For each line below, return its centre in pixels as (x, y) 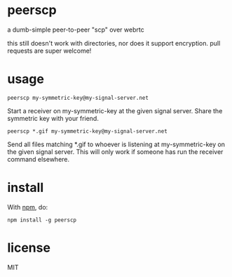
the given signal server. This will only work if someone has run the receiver (115, 152)
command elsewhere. (39, 159)
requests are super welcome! (49, 51)
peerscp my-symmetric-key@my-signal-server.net (78, 98)
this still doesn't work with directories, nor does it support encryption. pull (114, 43)
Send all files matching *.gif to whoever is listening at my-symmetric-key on (116, 144)
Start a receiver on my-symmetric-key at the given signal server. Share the (115, 110)
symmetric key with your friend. (53, 118)
